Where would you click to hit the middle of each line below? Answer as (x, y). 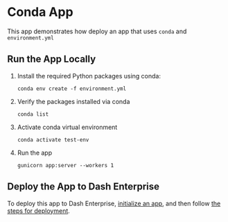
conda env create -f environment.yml (72, 88)
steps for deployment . (39, 211)
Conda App (41, 12)
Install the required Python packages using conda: (89, 76)
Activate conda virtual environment (67, 127)
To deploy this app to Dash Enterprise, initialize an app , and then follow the (114, 203)
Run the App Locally (52, 59)
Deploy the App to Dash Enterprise (84, 187)
